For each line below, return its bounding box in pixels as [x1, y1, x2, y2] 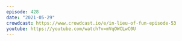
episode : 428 [6, 8, 39, 15]
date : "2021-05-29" [6, 14, 55, 20]
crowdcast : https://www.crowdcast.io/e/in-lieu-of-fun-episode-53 [6, 20, 177, 26]
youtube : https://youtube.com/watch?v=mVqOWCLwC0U [6, 25, 136, 32]
